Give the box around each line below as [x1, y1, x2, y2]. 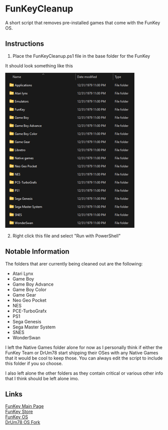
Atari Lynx [12, 270, 34, 277]
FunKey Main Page [5, 403, 44, 409]
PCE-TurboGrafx [12, 308, 47, 314]
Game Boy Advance [12, 281, 54, 287]
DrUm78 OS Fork [5, 419, 41, 425]
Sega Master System [12, 324, 56, 330]
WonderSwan [12, 334, 41, 340]
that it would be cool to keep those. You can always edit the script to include [5, 355, 163, 361]
